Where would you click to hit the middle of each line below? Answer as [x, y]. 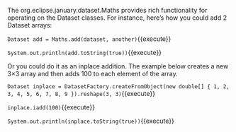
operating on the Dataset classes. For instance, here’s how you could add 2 [117, 18]
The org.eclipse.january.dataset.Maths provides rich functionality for [107, 10]
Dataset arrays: [30, 25]
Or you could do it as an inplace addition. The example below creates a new [118, 66]
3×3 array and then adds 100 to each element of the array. [93, 74]
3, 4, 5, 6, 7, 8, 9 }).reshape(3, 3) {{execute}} [82, 94]
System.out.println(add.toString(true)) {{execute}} [84, 53]
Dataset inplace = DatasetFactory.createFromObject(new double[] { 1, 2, [119, 87]
